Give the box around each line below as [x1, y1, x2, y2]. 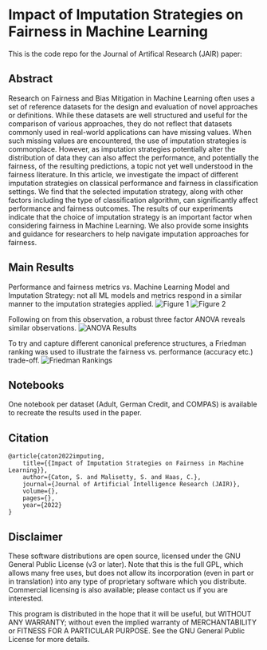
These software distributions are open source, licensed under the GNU [8, 551, 241, 561]
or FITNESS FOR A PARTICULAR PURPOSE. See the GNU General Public [8, 626, 245, 636]
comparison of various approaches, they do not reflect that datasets [8, 118, 233, 129]
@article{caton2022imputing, [8, 453, 105, 461]
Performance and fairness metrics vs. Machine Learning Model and [8, 282, 230, 291]
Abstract [8, 72, 53, 85]
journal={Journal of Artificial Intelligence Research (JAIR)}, [22, 481, 241, 489]
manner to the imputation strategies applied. [8, 299, 154, 308]
